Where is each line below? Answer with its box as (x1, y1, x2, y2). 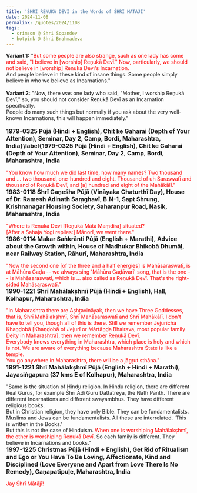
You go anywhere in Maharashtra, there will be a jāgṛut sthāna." (6, 357, 160, 364)
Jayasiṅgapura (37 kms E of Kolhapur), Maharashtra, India (6, 371, 172, 378)
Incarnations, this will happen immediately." (23, 115, 129, 121)
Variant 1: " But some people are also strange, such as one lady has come (6, 52, 184, 59)
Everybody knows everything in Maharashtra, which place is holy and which (6, 338, 191, 345)
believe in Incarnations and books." (6, 439, 91, 446)
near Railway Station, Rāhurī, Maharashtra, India (6, 249, 144, 258)
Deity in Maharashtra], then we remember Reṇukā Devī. (6, 332, 141, 339)
